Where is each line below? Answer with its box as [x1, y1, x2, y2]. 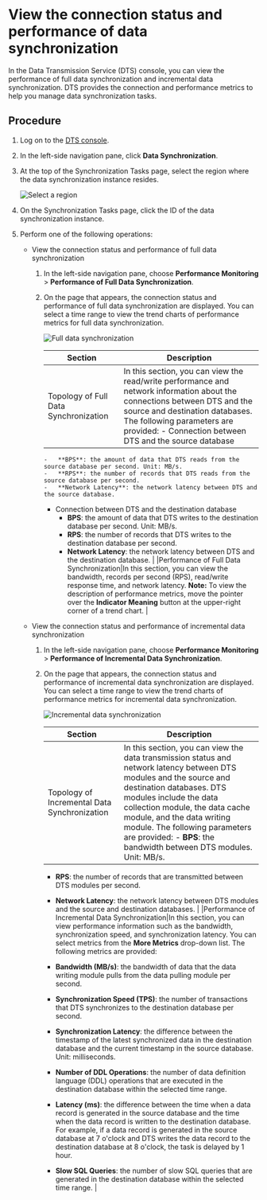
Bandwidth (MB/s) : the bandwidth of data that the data [55, 961, 237, 972]
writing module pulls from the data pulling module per [55, 970, 231, 980]
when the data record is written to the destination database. [55, 1116, 252, 1126]
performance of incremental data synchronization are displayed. [43, 677, 254, 687]
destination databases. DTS [123, 781, 226, 793]
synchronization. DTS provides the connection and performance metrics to [8, 82, 253, 92]
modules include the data [123, 792, 219, 803]
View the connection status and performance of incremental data [31, 621, 246, 630]
